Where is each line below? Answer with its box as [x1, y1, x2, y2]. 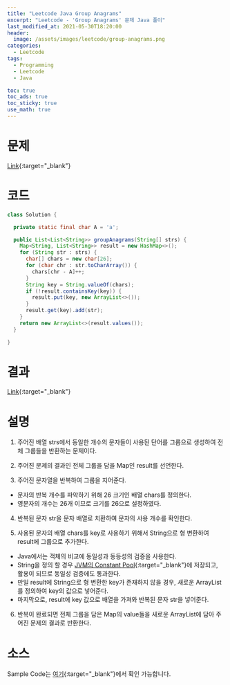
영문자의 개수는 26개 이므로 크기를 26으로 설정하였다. [17, 500, 162, 508]
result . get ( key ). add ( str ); [25, 307, 104, 314]
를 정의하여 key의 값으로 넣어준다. [17, 587, 109, 595]
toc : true [7, 87, 36, 94]
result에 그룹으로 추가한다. [17, 538, 89, 546]
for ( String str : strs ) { [19, 249, 97, 256]
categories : [7, 42, 41, 49]
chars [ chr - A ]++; [32, 268, 85, 275]
